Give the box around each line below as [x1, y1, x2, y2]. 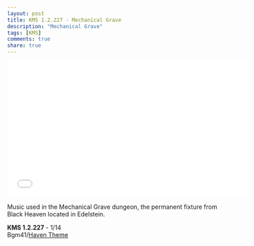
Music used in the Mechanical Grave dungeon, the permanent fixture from [7, 203, 218, 211]
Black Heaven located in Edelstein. [7, 210, 105, 218]
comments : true [7, 36, 51, 43]
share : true [7, 42, 41, 49]
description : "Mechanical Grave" [7, 23, 103, 30]
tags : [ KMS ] [7, 29, 41, 37]
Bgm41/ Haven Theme [7, 231, 69, 238]
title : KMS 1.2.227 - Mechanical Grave [7, 17, 122, 23]
